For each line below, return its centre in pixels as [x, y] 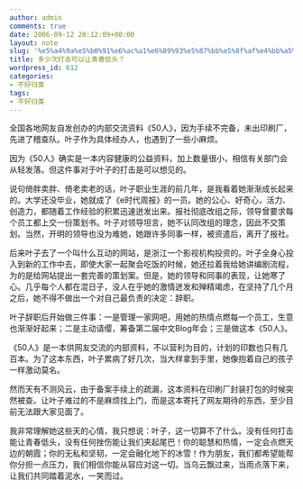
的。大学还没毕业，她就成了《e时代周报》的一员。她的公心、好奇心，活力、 [150, 200]
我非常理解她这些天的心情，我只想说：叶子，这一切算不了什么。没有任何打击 [151, 431]
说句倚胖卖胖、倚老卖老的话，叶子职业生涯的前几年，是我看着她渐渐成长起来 [151, 189]
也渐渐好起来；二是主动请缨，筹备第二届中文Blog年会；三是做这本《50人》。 [151, 329]
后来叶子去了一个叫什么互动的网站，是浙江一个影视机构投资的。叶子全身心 [147, 253]
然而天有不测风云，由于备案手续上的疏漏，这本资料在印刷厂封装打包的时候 [147, 389]
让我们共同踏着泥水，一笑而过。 [69, 476]
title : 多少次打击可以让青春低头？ [67, 59]
